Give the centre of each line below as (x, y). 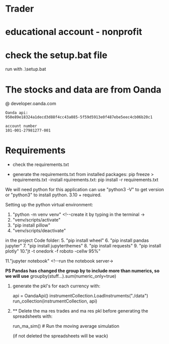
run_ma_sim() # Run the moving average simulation (66, 326)
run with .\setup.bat (26, 69)
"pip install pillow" (31, 225)
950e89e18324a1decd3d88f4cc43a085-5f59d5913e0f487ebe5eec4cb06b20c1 (79, 117)
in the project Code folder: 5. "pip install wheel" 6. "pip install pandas (77, 240)
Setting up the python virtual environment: (49, 205)
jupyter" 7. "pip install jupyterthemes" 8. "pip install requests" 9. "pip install (83, 246)
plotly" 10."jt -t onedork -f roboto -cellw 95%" (53, 251)
